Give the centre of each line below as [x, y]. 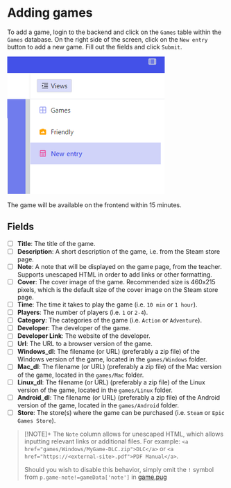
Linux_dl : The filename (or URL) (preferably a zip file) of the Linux [111, 382]
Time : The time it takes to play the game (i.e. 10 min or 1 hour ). [107, 304]
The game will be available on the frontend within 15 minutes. [94, 205]
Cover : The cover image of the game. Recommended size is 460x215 [117, 282]
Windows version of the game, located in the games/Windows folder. [112, 359]
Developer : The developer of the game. [74, 328]
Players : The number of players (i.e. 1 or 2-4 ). [83, 312]
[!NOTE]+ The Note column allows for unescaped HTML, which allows [124, 434]
